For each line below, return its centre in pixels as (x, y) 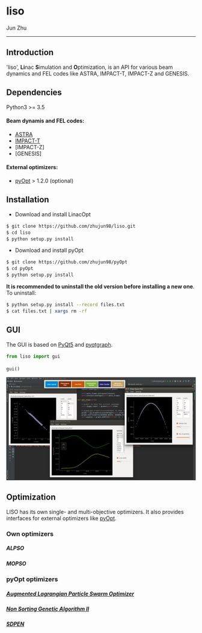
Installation (28, 200)
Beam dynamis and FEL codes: (45, 121)
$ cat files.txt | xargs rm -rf (47, 311)
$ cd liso (19, 233)
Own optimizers (30, 534)
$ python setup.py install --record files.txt (66, 305)
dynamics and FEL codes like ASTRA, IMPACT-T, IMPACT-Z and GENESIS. (98, 73)
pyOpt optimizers (32, 579)
